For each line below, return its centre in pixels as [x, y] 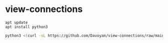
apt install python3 [27, 27]
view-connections [44, 9]
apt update [16, 22]
